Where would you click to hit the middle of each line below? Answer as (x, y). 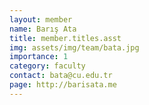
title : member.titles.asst (65, 38)
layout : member (41, 19)
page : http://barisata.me (63, 85)
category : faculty (47, 66)
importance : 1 (39, 57)
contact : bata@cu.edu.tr (61, 76)
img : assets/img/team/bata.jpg (74, 47)
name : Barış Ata (43, 29)
